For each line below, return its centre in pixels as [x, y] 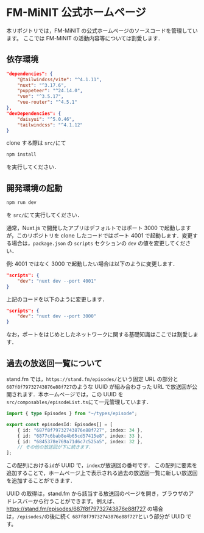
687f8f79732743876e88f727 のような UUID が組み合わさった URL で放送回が [99, 386]
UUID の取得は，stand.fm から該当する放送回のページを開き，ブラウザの [97, 494]
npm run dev [21, 203]
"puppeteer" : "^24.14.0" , [50, 91]
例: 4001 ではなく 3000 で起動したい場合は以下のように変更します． [92, 264]
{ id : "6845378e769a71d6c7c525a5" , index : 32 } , [80, 441]
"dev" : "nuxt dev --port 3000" [57, 316]
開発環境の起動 [34, 188]
